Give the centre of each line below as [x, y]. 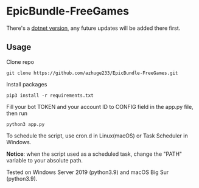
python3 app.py [26, 124]
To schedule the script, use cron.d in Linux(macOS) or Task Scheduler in [97, 136]
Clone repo [20, 61]
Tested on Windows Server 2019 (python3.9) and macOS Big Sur [88, 172]
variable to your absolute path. [45, 160]
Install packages [27, 84]
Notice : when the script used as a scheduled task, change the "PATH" [94, 154]
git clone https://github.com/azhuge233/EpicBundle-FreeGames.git [92, 73]
